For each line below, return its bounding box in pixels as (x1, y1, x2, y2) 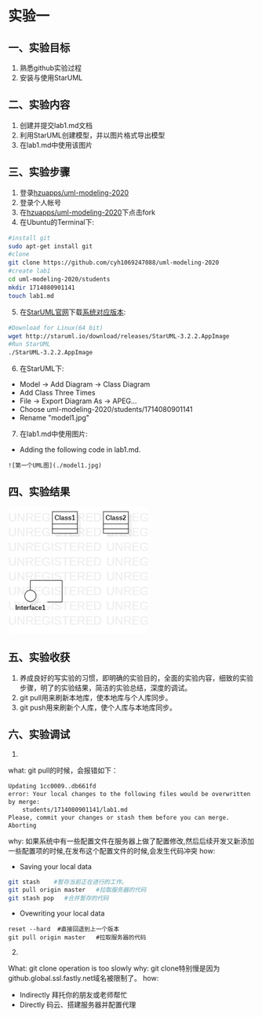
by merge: (8, 798, 41, 806)
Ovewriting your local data (19, 909, 105, 918)
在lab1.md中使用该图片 (19, 140, 93, 149)
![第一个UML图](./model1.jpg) (8, 461, 102, 470)
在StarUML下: (19, 364, 64, 373)
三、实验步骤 (8, 166, 71, 179)
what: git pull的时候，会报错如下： (8, 766, 119, 775)
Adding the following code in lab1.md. (19, 445, 141, 454)
